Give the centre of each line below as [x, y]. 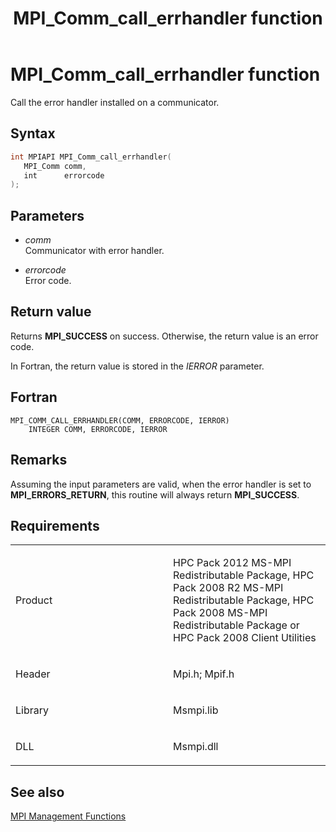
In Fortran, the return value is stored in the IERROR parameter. [137, 366]
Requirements [55, 525]
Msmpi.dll [196, 747]
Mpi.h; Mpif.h [204, 674]
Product [34, 600]
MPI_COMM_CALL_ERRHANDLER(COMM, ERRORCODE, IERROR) [120, 420]
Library [32, 710]
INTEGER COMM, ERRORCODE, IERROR [98, 429]
